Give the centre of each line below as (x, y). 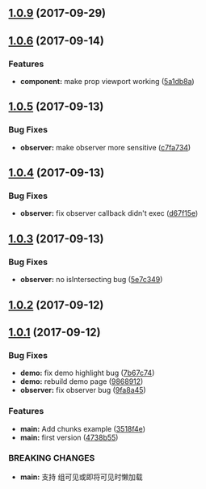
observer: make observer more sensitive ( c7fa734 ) (105, 147)
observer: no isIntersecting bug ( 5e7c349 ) (91, 280)
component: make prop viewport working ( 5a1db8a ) (107, 82)
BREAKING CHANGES (52, 458)
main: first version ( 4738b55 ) (69, 437)
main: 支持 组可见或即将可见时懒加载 (81, 477)
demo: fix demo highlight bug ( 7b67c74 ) (87, 373)
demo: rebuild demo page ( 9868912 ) (82, 382)
